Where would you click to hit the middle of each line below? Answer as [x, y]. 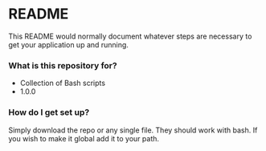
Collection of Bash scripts [63, 83]
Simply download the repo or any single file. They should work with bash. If [133, 130]
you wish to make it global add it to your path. [84, 138]
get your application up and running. [68, 44]
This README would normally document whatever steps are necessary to [130, 36]
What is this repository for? [63, 65]
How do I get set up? [49, 112]
